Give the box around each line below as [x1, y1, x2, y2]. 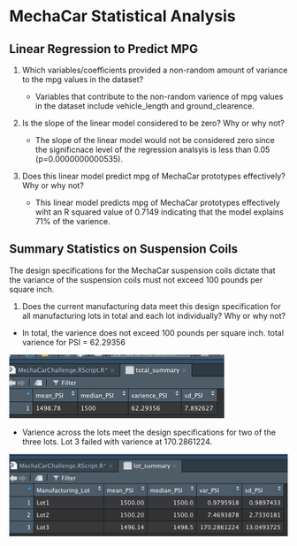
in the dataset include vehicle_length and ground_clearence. [34, 101, 255, 111]
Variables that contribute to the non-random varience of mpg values [34, 91, 284, 102]
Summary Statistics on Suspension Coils [9, 241, 239, 257]
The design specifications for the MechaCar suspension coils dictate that [9, 265, 276, 276]
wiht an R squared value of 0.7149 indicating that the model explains [34, 207, 285, 217]
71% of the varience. [34, 216, 110, 226]
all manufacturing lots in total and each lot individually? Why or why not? [21, 310, 286, 321]
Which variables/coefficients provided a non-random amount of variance [21, 64, 288, 75]
